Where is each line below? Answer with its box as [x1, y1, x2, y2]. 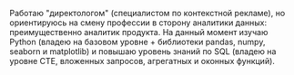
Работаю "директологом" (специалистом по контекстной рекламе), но [9, 8, 286, 18]
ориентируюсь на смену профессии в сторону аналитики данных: [9, 17, 268, 28]
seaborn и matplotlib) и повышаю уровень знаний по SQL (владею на [9, 46, 277, 57]
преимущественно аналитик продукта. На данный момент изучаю [9, 27, 269, 37]
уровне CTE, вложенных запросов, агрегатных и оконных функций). [9, 56, 276, 66]
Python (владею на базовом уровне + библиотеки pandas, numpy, [9, 36, 266, 47]
